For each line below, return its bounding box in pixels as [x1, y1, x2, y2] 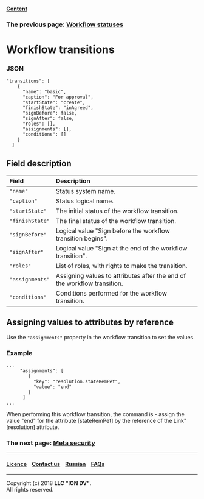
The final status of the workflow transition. [55, 216, 176, 225]
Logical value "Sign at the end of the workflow [55, 244, 188, 252]
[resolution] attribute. [6, 423, 59, 431]
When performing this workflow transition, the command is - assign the [6, 410, 185, 417]
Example [6, 349, 33, 357]
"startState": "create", [22, 99, 86, 105]
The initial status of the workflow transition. [55, 207, 179, 215]
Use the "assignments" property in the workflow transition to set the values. [6, 333, 195, 341]
